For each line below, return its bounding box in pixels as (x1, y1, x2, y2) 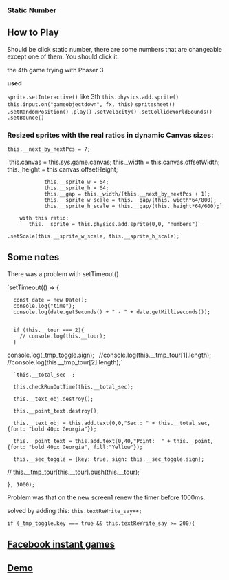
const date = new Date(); (13, 296, 88, 303)
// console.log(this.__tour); (19, 333, 107, 340)
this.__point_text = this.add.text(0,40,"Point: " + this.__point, (13, 437, 214, 444)
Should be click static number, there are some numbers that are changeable (7, 45, 222, 53)
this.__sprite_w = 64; (43, 178, 109, 186)
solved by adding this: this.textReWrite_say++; (7, 506, 142, 515)
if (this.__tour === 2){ (13, 327, 85, 333)
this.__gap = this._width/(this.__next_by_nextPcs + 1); (43, 191, 211, 198)
